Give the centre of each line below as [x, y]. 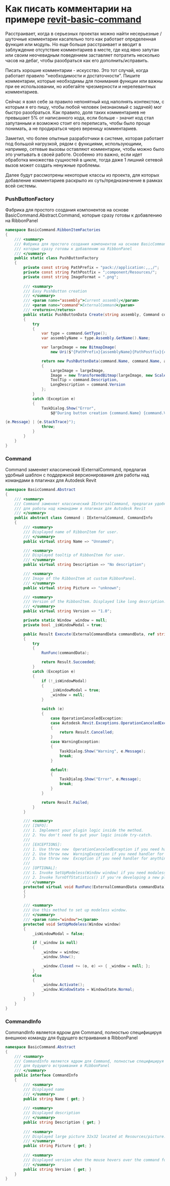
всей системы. [21, 186]
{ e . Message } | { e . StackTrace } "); [40, 422]
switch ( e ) [53, 709]
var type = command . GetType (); [74, 334]
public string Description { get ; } [62, 1122]
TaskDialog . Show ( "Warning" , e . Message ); [102, 751]
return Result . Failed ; [65, 802]
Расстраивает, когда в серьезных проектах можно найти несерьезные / [83, 33]
